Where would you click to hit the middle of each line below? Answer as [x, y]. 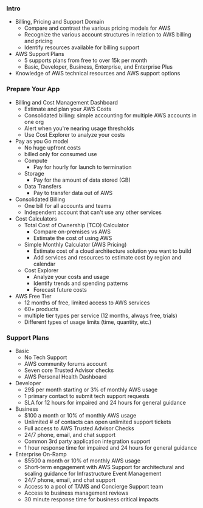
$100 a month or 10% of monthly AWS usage [80, 415]
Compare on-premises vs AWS [72, 232]
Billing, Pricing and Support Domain [60, 22]
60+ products [41, 309]
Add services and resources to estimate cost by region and [107, 257]
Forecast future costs [60, 289]
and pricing [38, 41]
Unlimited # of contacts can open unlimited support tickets [98, 422]
